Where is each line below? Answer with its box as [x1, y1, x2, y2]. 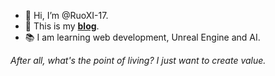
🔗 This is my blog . [24, 20, 100, 32]
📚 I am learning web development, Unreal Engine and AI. [24, 31, 261, 43]
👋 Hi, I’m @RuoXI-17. [24, 10, 109, 21]
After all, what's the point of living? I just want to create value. [10, 55, 267, 66]
